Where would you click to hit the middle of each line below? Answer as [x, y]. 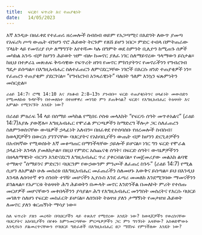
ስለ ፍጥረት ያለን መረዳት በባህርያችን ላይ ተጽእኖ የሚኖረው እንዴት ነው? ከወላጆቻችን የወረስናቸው [96, 216]
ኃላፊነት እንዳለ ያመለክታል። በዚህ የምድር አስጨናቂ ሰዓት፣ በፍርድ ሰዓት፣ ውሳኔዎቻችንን [93, 150]
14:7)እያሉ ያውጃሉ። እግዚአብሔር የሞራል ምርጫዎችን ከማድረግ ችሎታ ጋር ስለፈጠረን [93, 122]
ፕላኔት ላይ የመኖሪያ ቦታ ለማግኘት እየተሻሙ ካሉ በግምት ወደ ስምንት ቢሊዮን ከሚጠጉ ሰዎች [97, 48]
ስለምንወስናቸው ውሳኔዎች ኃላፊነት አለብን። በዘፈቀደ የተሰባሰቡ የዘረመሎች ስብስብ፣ [90, 129]
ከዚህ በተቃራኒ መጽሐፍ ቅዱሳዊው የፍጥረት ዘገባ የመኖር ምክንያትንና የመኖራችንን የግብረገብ [97, 62]
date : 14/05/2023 [31, 18]
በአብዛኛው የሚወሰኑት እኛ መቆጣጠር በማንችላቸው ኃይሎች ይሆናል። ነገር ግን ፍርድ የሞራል [96, 143]
